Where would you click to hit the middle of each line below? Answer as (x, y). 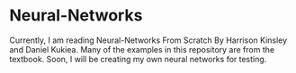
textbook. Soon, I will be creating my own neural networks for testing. (138, 59)
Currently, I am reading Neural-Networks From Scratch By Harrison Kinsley (148, 40)
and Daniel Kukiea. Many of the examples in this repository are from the (142, 49)
